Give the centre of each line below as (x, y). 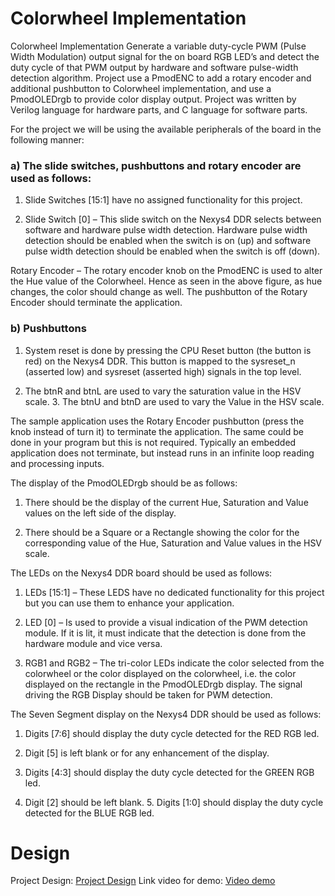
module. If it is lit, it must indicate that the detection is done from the (165, 633)
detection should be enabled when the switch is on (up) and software (168, 241)
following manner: (47, 139)
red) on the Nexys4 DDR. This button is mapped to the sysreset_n (160, 361)
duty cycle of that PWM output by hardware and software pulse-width (154, 67)
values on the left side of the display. (100, 513)
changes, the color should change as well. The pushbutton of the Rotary (159, 292)
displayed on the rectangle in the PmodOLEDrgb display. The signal (163, 684)
